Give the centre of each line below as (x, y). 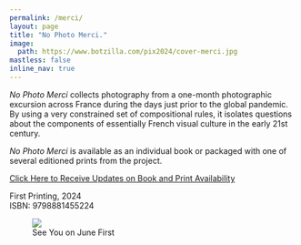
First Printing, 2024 (45, 196)
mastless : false (40, 60)
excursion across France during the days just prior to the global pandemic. (149, 104)
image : (22, 43)
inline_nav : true (42, 69)
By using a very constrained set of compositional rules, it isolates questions (151, 114)
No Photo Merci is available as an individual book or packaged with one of (148, 150)
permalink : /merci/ (46, 18)
